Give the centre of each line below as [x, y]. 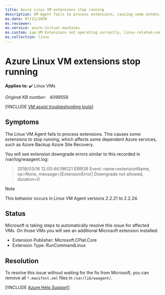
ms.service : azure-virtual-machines [42, 28]
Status [15, 214]
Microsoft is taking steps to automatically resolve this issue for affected [77, 225]
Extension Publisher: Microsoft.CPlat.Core [55, 240]
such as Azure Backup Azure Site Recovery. [50, 144]
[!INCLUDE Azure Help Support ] [37, 288]
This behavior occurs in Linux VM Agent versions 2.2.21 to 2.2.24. [72, 198]
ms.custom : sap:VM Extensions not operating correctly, [63, 32]
